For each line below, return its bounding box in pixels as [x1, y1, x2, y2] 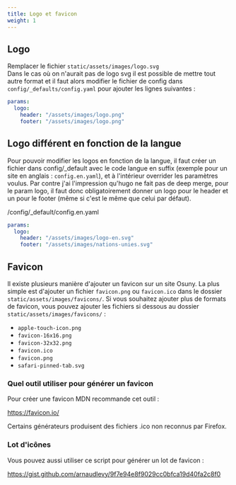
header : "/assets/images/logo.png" [20, 111, 125, 119]
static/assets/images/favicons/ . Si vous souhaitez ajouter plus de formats [7, 295, 226, 303]
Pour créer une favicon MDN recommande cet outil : [7, 394, 160, 404]
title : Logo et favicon [7, 10, 78, 18]
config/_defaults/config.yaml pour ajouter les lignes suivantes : [7, 84, 196, 93]
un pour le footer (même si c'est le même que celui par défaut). [7, 194, 191, 202]
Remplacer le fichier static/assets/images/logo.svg [7, 62, 160, 71]
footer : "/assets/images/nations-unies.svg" [20, 241, 153, 249]
